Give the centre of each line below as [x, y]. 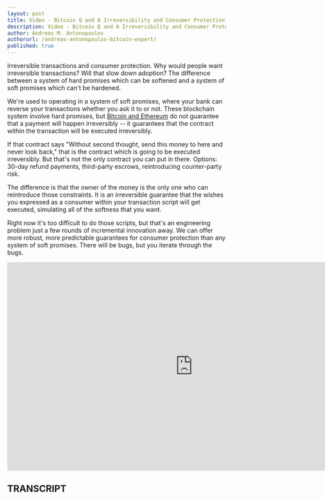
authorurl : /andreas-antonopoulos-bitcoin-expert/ [82, 40]
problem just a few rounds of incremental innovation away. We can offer [110, 230]
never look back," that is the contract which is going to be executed [103, 152]
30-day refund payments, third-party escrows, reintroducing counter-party [115, 166]
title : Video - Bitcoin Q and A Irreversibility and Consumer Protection [116, 20]
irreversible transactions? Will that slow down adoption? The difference [109, 73]
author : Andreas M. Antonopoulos [56, 33]
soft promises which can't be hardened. [64, 88]
